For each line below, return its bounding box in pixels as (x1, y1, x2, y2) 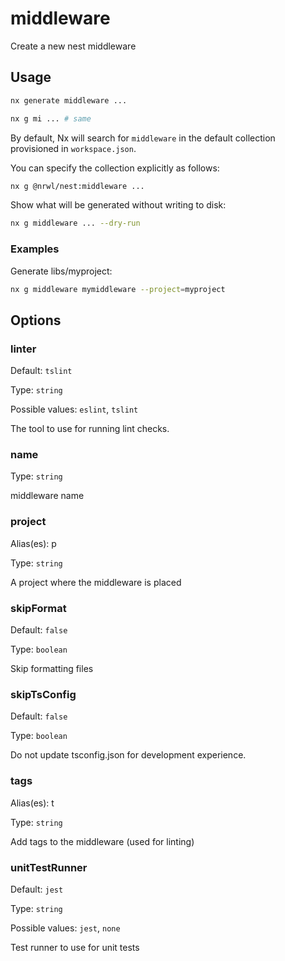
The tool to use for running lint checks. (10, 423, 170, 435)
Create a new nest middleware (10, 40, 137, 52)
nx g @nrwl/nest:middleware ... (10, 181, 145, 191)
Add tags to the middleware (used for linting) (10, 835, 195, 847)
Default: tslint (10, 365, 73, 377)
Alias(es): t (10, 797, 55, 809)
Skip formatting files (10, 663, 94, 674)
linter (10, 342, 37, 356)
